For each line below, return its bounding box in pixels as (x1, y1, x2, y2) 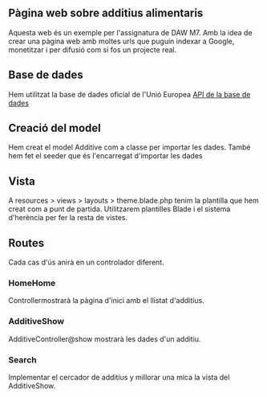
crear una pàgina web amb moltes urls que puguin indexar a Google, (8, 36, 235, 46)
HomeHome (8, 277, 56, 289)
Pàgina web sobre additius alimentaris (8, 6, 204, 20)
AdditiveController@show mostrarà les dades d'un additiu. (8, 334, 201, 344)
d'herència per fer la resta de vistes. (8, 213, 128, 223)
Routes (8, 236, 45, 250)
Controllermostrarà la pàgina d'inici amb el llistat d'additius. (8, 296, 204, 305)
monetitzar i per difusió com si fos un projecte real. (8, 44, 177, 55)
